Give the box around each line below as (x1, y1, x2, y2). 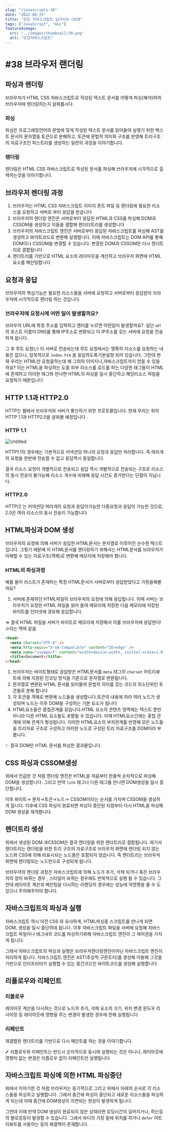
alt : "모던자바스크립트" (10, 36, 53, 41)
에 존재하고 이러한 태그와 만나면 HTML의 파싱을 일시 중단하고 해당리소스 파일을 (5, 371, 160, 377)
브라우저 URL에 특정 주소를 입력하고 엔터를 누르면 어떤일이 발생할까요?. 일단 (5, 322, 154, 328)
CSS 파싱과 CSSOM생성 (5, 759, 77, 767)
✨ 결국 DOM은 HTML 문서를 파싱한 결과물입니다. (5, 743, 102, 749)
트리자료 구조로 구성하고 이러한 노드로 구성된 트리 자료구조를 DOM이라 (18, 725, 156, 731)
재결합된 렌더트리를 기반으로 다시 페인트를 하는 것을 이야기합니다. (5, 1038, 133, 1044)
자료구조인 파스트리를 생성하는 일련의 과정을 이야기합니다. (10, 140, 124, 146)
